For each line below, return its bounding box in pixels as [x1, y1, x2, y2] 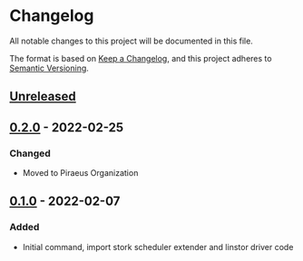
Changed [9, 147, 52, 159]
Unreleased [9, 89, 77, 104]
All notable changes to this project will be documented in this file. [9, 35, 254, 46]
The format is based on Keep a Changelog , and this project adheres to [9, 53, 272, 63]
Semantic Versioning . [9, 63, 89, 73]
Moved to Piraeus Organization [22, 168, 139, 179]
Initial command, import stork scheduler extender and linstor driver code [22, 241, 294, 252]
